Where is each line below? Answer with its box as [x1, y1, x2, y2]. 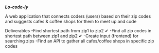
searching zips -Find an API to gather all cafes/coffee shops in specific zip [5, 38, 155, 44]
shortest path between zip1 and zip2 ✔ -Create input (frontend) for [5, 33, 139, 39]
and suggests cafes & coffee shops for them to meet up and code [5, 19, 137, 24]
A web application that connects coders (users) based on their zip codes [5, 13, 151, 19]
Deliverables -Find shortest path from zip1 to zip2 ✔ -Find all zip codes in [5, 28, 152, 33]
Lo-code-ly [5, 4, 28, 10]
